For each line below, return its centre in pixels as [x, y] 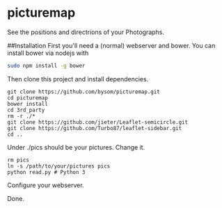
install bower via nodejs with [48, 53]
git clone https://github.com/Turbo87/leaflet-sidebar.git [95, 128]
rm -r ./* [22, 116]
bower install [28, 104]
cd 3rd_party [26, 110]
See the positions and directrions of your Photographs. [86, 32]
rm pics [18, 160]
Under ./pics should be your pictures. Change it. [76, 147]
